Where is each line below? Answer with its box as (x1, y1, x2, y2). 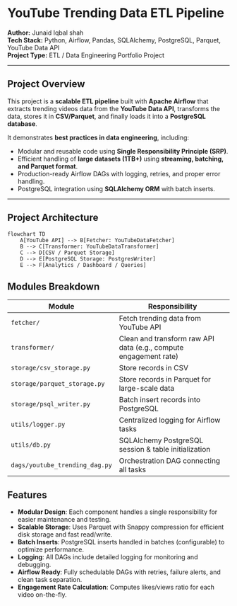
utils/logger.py (11, 421, 66, 429)
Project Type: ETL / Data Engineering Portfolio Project (7, 51, 164, 59)
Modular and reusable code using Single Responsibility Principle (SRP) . (17, 147, 229, 155)
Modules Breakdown (7, 280, 100, 292)
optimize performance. (17, 545, 85, 554)
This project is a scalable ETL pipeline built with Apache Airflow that (7, 97, 209, 105)
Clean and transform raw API (119, 334, 215, 344)
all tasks (119, 465, 147, 475)
